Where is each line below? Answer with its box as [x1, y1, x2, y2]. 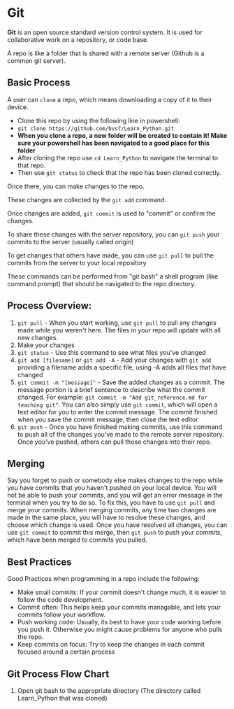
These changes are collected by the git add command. [7, 195, 166, 204]
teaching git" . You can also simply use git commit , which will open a [17, 400, 218, 409]
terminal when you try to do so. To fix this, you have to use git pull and [7, 498, 215, 507]
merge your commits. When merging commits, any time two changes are [7, 506, 217, 514]
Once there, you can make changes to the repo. [7, 182, 145, 190]
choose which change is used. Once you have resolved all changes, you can [7, 521, 228, 529]
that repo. [17, 161, 46, 169]
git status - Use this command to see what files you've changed [17, 348, 206, 356]
